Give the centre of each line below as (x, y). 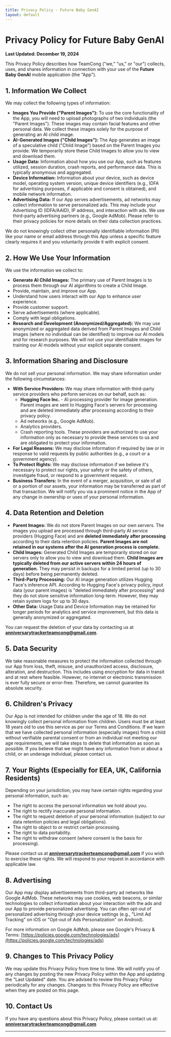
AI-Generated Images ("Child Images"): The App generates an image (86, 140)
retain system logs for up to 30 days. (51, 601)
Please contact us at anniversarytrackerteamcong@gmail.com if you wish (85, 854)
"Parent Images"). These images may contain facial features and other (86, 124)
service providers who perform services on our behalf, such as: (79, 394)
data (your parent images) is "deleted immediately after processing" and (88, 590)
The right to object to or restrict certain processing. (66, 827)
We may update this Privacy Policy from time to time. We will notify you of (83, 968)
